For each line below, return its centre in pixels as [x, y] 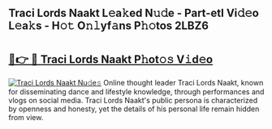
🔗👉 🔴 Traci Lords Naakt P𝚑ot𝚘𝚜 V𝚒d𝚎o [111, 59]
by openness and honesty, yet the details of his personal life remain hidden [134, 109]
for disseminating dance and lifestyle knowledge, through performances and [136, 92]
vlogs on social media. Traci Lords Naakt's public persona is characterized [133, 100]
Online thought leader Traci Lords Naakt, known [183, 83]
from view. [26, 117]
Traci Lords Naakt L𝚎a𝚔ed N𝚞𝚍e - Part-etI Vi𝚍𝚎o [134, 13]
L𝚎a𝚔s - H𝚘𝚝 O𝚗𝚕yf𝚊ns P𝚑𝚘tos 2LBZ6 [109, 26]
